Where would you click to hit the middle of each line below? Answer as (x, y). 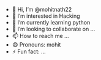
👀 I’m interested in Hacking (46, 16)
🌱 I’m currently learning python (51, 22)
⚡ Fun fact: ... (29, 51)
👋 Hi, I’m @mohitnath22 (42, 9)
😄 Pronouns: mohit (36, 45)
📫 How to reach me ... (40, 36)
